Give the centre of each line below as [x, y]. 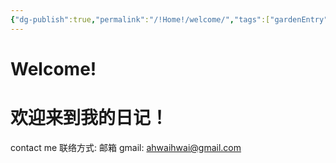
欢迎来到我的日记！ [89, 118]
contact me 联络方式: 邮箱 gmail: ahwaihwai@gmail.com [126, 147]
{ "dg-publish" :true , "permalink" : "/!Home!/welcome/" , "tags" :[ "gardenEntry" [169, 19]
